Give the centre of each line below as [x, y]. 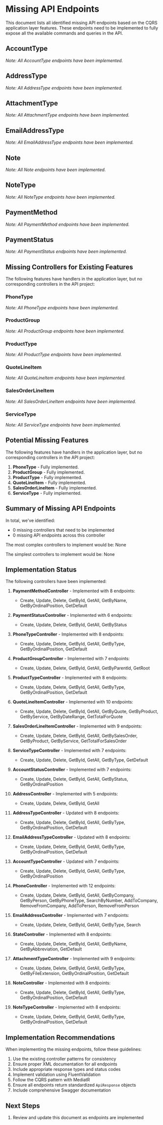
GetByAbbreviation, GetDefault [51, 949]
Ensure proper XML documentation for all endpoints [65, 1064]
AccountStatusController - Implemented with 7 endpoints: [72, 770]
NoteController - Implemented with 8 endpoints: [61, 983]
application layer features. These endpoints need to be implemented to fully [82, 28]
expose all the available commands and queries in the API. [64, 33]
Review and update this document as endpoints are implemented [78, 1118]
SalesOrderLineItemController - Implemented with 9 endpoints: [77, 726]
